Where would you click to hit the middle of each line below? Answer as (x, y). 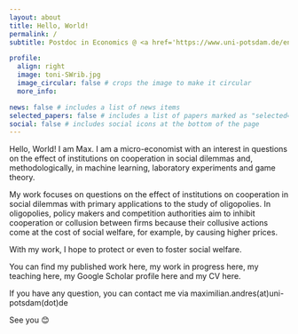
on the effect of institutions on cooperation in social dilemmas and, (131, 159)
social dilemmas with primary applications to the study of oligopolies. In (140, 204)
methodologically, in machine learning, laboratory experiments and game (143, 168)
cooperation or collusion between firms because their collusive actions (139, 223)
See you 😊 (30, 320)
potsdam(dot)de (39, 303)
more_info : (37, 91)
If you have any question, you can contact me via (99, 293)
